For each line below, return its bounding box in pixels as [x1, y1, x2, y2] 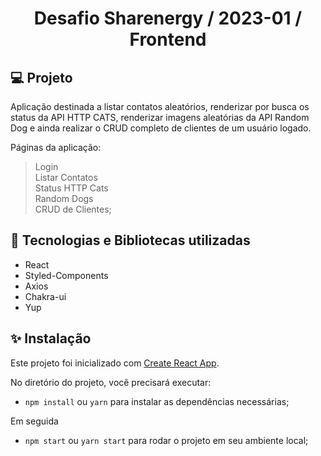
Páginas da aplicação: [10, 142, 102, 153]
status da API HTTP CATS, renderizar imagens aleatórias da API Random [10, 112, 310, 123]
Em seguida [10, 415, 59, 427]
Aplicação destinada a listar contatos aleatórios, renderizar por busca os [10, 101, 310, 112]
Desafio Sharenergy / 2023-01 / [33, 7, 303, 30]
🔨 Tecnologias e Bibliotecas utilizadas [10, 232, 251, 249]
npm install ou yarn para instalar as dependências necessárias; [24, 395, 290, 407]
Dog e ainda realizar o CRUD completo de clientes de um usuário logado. [10, 122, 312, 134]
